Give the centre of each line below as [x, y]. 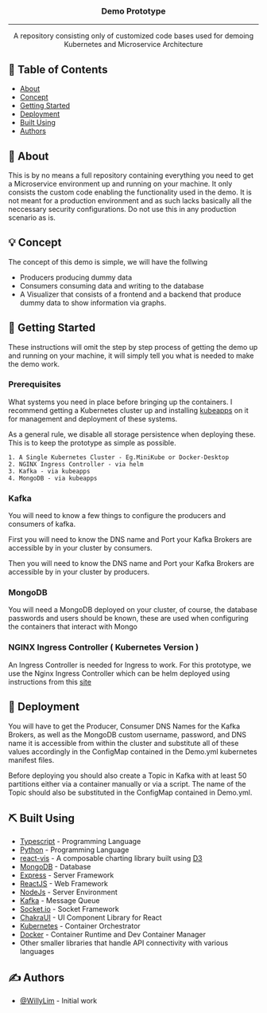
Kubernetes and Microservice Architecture [133, 45]
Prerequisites [35, 384]
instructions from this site [50, 681]
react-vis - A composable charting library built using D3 [111, 858]
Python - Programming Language [74, 850]
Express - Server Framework [67, 875]
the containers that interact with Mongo [73, 626]
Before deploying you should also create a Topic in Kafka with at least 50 [128, 775]
